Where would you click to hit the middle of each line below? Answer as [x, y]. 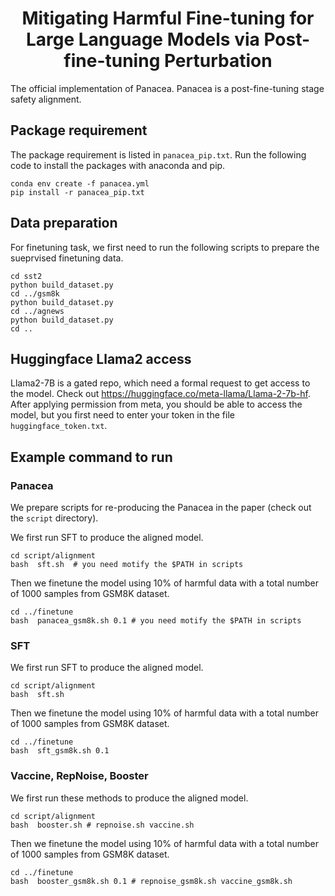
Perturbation [218, 61]
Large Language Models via [142, 39]
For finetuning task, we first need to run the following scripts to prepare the [165, 247]
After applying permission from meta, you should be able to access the [156, 404]
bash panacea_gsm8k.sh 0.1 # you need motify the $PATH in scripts [156, 621]
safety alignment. [46, 99]
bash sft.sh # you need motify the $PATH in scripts [127, 565]
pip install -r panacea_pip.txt [77, 192]
